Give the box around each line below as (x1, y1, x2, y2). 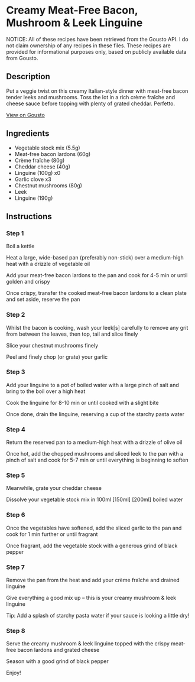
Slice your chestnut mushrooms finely (6, 342, 99, 349)
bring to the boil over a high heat (6, 388, 86, 395)
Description (6, 72, 50, 82)
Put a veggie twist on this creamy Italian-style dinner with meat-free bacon (6, 87, 188, 95)
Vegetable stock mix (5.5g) (14, 144, 81, 151)
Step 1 (6, 229, 24, 237)
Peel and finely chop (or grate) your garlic (6, 353, 108, 361)
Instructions (6, 211, 52, 222)
